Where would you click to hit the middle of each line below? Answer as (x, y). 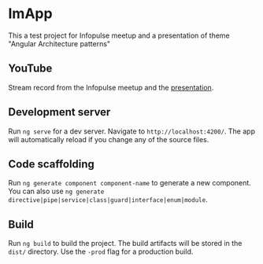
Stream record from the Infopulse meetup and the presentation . (111, 87)
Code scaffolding (51, 164)
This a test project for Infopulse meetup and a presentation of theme (119, 35)
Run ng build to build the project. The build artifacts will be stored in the (125, 244)
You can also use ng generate (56, 191)
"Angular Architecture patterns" (59, 43)
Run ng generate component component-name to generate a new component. (130, 183)
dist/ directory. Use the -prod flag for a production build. (101, 251)
